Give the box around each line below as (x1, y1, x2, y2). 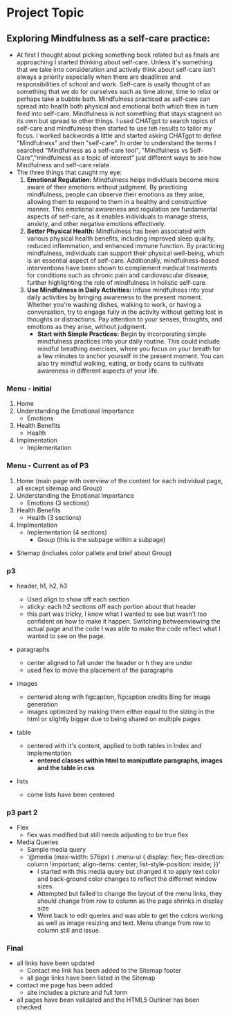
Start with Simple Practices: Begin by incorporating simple (37, 330, 207, 338)
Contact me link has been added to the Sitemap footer (26, 967, 181, 975)
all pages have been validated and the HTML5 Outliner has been (16, 996, 200, 1004)
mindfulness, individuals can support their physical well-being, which (26, 249, 225, 257)
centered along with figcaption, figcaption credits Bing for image (26, 693, 211, 701)
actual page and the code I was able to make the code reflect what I (26, 624, 221, 633)
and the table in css (37, 763, 95, 772)
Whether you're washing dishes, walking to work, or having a (26, 301, 201, 308)
